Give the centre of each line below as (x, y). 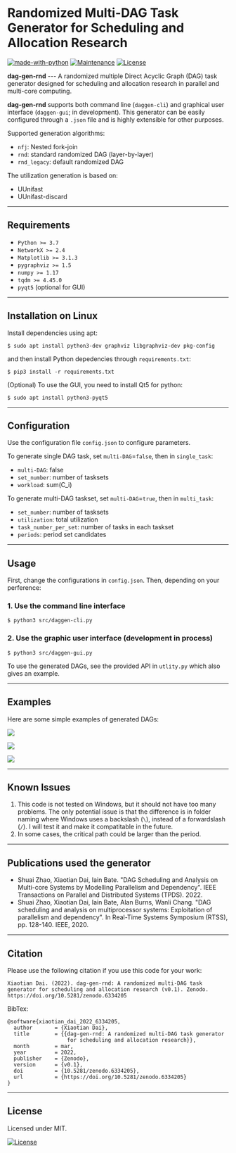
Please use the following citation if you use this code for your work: (105, 971)
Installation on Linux (53, 316)
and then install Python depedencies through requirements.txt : (99, 359)
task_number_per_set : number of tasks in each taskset (96, 527)
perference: (24, 588)
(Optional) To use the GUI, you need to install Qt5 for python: (95, 384)
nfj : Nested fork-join (48, 146)
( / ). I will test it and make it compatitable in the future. (95, 827)
